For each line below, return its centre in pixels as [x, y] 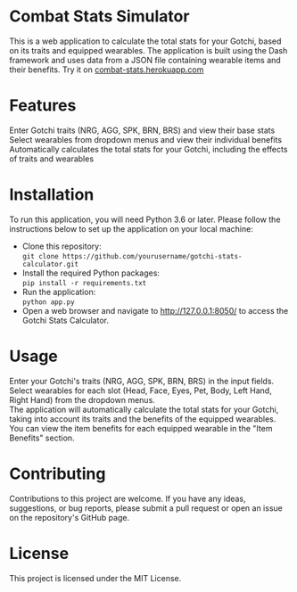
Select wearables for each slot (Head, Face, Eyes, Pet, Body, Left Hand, [140, 391]
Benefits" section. [42, 438]
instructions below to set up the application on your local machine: [132, 228]
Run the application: [59, 292]
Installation [52, 195]
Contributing [58, 473]
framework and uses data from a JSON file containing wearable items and [145, 60]
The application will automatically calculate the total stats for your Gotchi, [144, 409]
